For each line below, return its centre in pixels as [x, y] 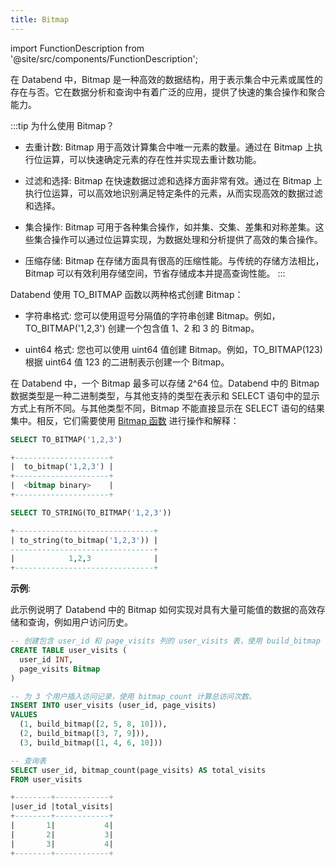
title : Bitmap [40, 19]
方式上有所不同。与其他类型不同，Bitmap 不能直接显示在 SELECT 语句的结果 [167, 408]
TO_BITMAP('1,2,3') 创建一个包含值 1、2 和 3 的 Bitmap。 [142, 328]
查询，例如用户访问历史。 [80, 622]
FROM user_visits [46, 779]
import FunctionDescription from [77, 48]
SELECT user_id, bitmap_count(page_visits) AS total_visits [138, 770]
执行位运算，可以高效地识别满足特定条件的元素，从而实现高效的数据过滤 [173, 193]
